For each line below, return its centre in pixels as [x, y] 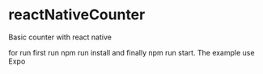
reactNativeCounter [77, 15]
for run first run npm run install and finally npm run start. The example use [131, 52]
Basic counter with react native [60, 37]
